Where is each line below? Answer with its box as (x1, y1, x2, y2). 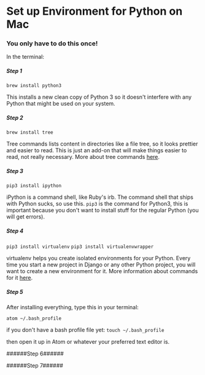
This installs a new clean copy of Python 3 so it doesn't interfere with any (6, 93, 192, 101)
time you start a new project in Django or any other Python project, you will (6, 261, 196, 268)
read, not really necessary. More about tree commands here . (6, 153, 160, 161)
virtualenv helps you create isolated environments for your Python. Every (6, 255, 191, 262)
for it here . (6, 274, 33, 282)
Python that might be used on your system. (6, 100, 115, 107)
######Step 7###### (6, 362, 63, 369)
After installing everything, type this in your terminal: (6, 304, 139, 311)
